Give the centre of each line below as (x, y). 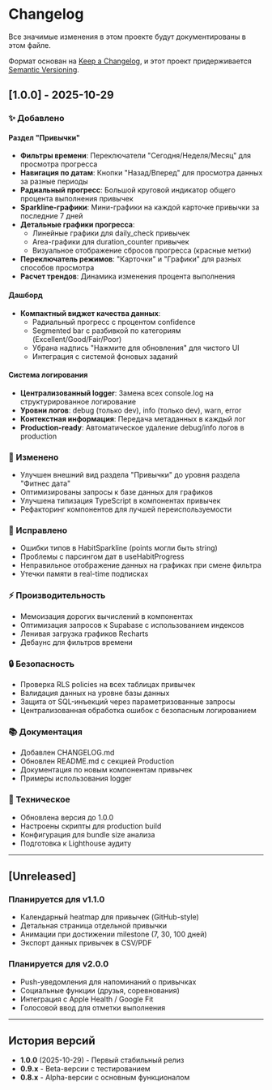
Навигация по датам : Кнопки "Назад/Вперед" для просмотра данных (141, 173)
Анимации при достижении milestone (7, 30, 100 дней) (114, 934)
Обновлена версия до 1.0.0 (67, 817)
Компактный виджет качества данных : (90, 313)
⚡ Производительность (57, 595)
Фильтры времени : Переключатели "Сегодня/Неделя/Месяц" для (136, 156)
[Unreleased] (42, 877)
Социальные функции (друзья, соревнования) (100, 990)
